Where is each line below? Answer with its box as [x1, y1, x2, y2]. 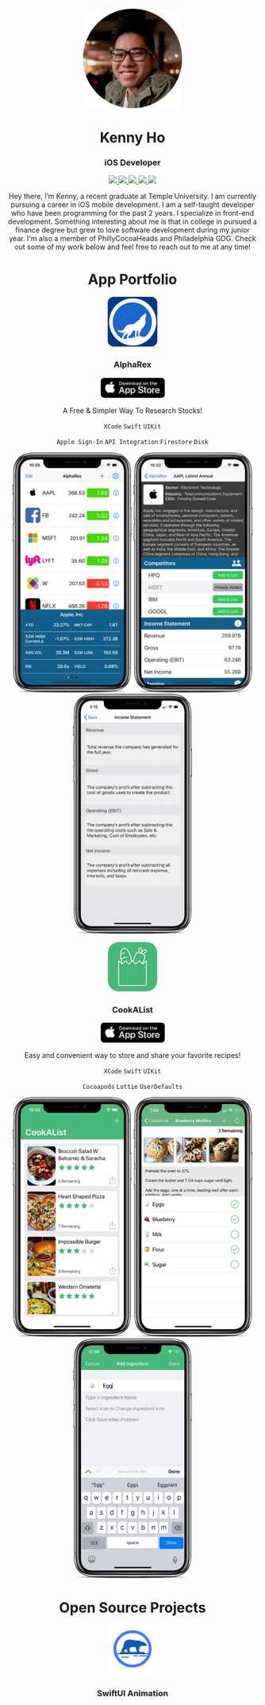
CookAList [111, 1004, 154, 1015]
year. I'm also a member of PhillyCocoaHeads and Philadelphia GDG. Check [9, 234, 256, 244]
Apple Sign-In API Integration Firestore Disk [56, 438, 209, 446]
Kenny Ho [99, 129, 166, 147]
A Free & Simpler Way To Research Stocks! [62, 405, 203, 415]
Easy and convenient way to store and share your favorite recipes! [24, 1051, 241, 1060]
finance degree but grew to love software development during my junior [14, 225, 251, 235]
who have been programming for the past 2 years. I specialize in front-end [10, 209, 255, 218]
